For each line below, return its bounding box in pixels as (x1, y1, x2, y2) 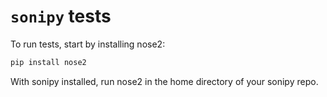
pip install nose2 (10, 57, 87, 67)
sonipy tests (10, 5, 112, 28)
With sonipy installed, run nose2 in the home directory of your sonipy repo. (10, 75, 319, 87)
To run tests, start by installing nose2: (10, 38, 166, 50)
